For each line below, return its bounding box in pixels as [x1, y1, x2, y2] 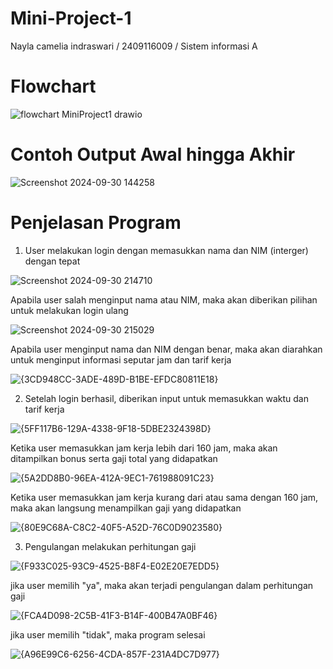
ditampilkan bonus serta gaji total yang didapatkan [10, 452, 218, 464]
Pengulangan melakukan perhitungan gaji [24, 540, 197, 552]
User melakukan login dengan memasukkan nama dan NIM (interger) [24, 244, 309, 256]
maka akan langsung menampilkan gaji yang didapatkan [10, 502, 242, 514]
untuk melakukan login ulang [10, 304, 129, 316]
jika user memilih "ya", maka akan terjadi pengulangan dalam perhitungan [10, 579, 314, 591]
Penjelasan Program [10, 212, 182, 234]
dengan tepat [24, 255, 81, 267]
